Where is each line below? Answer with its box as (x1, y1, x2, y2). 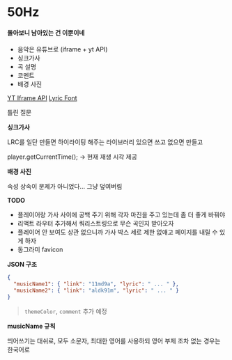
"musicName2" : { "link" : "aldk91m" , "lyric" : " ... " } (13, 287, 179, 295)
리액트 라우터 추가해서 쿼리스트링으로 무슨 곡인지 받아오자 (17, 219, 174, 228)
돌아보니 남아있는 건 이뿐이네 (7, 29, 85, 37)
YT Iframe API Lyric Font (7, 94, 78, 102)
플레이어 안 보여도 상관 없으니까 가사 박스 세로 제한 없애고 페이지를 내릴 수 (17, 228, 218, 237)
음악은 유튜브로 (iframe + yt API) (17, 45, 108, 54)
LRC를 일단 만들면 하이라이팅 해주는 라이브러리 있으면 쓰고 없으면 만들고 (7, 138, 203, 146)
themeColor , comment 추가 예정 (24, 307, 107, 315)
